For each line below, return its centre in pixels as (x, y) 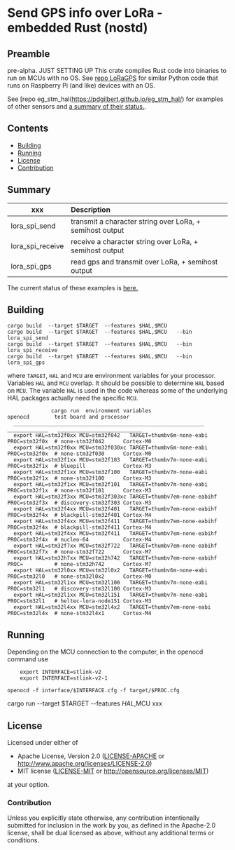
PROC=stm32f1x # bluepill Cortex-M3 (79, 466)
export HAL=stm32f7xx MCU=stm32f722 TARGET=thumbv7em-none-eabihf (115, 546)
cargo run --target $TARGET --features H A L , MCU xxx (85, 703)
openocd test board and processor (69, 417)
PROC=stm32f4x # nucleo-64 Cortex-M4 (79, 540)
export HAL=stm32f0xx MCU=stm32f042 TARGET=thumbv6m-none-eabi (111, 436)
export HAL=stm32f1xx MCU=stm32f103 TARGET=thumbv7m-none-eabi (111, 460)
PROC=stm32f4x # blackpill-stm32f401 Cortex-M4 (79, 515)
